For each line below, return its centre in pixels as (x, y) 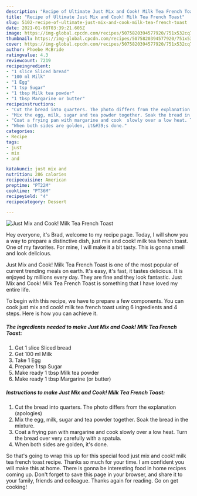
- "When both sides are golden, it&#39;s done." (67, 126)
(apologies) (28, 413)
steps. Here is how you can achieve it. (52, 313)
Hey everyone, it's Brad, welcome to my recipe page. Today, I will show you (97, 235)
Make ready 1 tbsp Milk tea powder (57, 373)
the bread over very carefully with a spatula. (68, 438)
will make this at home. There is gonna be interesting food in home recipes (96, 468)
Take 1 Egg (28, 360)
